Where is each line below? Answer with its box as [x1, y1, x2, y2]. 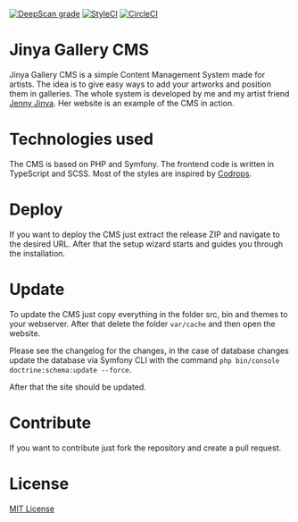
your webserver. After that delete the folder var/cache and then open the [9, 318, 276, 329]
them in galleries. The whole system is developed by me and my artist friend [9, 88, 290, 98]
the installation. [9, 248, 65, 258]
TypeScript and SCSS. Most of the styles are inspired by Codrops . [9, 168, 252, 179]
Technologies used [9, 130, 154, 149]
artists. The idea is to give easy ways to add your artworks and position [9, 79, 272, 89]
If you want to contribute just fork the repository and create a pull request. [9, 442, 282, 453]
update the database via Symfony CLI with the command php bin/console [9, 354, 280, 366]
